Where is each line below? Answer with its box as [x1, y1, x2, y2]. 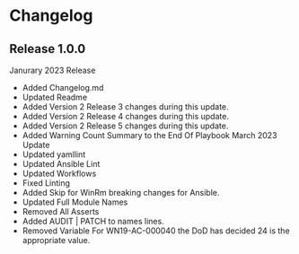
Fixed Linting [22, 178, 70, 188]
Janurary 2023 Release [9, 65, 96, 75]
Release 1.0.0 [9, 41, 86, 57]
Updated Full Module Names [22, 197, 128, 207]
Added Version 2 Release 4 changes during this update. [22, 111, 229, 121]
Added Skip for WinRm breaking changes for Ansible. [22, 188, 220, 197]
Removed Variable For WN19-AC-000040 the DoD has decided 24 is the [22, 225, 290, 236]
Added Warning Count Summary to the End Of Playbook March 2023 [22, 130, 277, 140]
